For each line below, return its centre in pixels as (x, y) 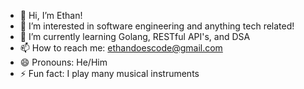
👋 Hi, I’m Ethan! (51, 15)
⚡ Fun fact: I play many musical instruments (109, 73)
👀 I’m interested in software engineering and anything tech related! (157, 26)
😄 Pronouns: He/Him (63, 62)
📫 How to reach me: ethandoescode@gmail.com (121, 48)
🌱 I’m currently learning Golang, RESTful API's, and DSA (135, 36)
